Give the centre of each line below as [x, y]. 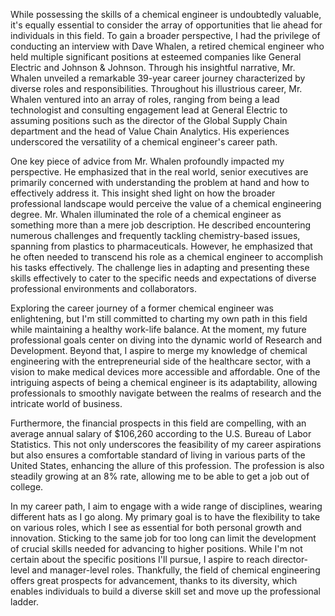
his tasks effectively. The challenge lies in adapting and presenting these [160, 267]
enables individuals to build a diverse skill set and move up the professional [166, 591]
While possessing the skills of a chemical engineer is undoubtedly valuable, [166, 14]
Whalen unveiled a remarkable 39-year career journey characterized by [158, 78]
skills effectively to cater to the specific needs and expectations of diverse [163, 278]
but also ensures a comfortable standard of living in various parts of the [158, 455]
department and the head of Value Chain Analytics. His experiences [150, 131]
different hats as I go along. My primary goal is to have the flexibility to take [165, 517]
